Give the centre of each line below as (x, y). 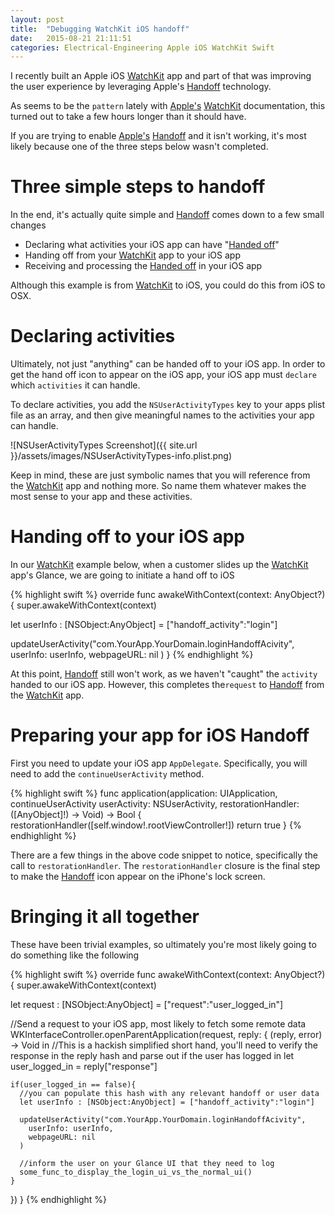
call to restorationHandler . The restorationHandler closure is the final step (165, 865)
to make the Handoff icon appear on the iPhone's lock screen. (138, 876)
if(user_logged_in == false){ (73, 1084)
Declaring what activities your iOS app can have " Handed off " (152, 245)
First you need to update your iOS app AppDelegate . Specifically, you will (159, 763)
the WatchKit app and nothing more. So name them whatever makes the (158, 486)
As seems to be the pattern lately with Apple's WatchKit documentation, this (168, 106)
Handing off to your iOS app (127, 537)
